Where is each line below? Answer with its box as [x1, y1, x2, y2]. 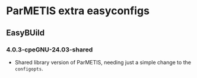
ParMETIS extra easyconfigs [6, 4, 150, 18]
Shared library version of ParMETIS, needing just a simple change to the [14, 58, 192, 66]
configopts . [14, 65, 43, 72]
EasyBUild [6, 28, 45, 38]
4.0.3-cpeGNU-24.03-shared [6, 45, 93, 54]
